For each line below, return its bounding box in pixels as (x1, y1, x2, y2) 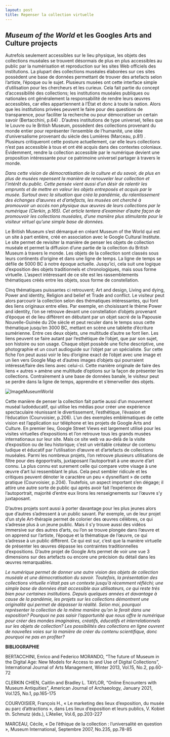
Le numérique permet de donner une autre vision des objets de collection (5, 569, 158, 575)
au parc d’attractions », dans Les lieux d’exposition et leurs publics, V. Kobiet (5, 706, 165, 712)
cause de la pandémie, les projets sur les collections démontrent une (5, 596, 149, 602)
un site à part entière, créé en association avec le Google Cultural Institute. (5, 234, 161, 240)
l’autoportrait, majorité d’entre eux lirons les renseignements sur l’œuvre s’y (5, 490, 163, 496)
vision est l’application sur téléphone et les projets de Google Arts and (5, 420, 151, 426)
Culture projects (5, 39, 58, 47)
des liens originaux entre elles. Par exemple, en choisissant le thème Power (5, 303, 162, 309)
